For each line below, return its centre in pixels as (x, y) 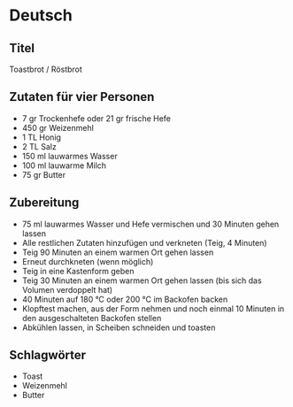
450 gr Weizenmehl (58, 127)
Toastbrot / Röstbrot (46, 69)
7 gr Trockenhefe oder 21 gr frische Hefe (96, 118)
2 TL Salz (39, 146)
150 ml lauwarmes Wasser (69, 156)
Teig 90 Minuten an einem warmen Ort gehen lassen (118, 252)
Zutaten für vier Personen (82, 97)
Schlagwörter (48, 355)
